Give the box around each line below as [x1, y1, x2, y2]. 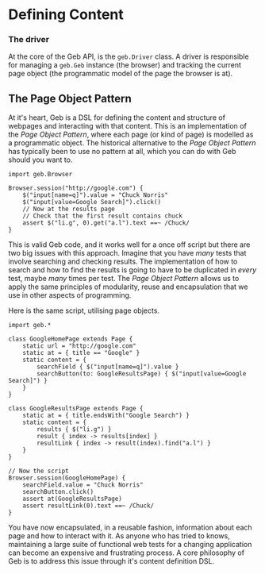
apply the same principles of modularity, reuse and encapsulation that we [8, 282, 248, 291]
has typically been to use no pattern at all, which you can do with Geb [8, 147, 236, 156]
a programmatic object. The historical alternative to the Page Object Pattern [8, 138, 256, 148]
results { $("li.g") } [36, 426, 112, 433]
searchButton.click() [22, 488, 94, 496]
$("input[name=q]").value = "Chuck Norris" [22, 191, 169, 199]
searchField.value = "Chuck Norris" [22, 481, 144, 489]
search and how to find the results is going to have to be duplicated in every [8, 265, 257, 275]
